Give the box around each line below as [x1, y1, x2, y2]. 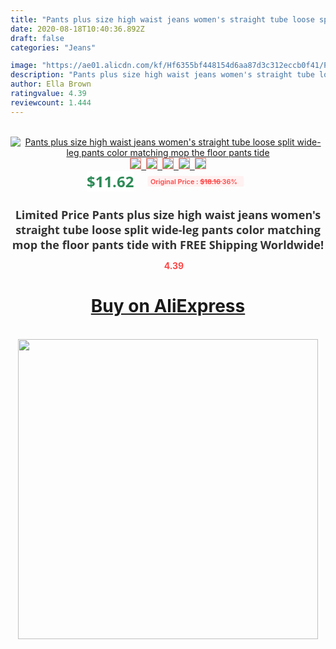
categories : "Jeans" [10, 42, 97, 53]
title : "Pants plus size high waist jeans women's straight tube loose [10, 14, 315, 25]
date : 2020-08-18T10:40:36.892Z [10, 24, 145, 34]
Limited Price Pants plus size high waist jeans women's [14, 206, 322, 223]
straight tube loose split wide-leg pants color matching [15, 221, 321, 238]
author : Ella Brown [10, 79, 92, 90]
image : [10, 61, 38, 71]
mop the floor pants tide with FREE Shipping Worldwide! [11, 236, 325, 253]
